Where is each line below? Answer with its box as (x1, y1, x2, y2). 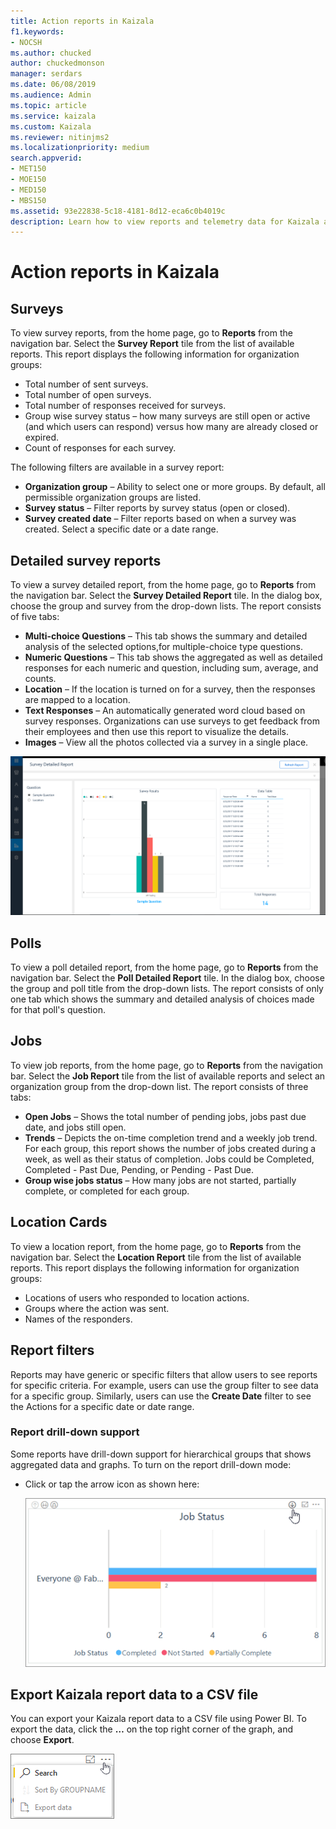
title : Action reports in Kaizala (10, 16, 155, 26)
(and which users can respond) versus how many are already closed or (24, 421, 319, 433)
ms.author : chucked (10, 48, 92, 58)
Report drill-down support (10, 1425, 140, 1439)
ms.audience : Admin (10, 90, 92, 100)
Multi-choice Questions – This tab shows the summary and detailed (24, 630, 308, 642)
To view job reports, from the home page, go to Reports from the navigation (10, 1059, 323, 1071)
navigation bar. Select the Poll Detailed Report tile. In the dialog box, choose (10, 972, 325, 984)
